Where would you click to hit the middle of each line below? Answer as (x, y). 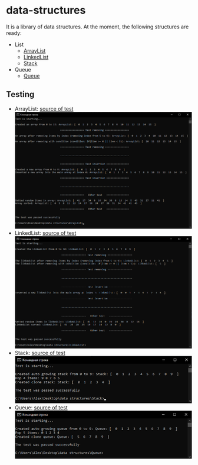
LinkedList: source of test (45, 233)
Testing (20, 94)
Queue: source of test (41, 408)
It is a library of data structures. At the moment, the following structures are (98, 27)
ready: (14, 33)
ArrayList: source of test (44, 109)
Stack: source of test (40, 353)
